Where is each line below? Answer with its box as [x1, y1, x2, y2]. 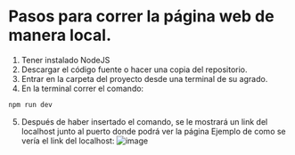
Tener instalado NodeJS [20, 54, 111, 65]
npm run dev [8, 100, 53, 109]
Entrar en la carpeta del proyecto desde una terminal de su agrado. [20, 73, 268, 84]
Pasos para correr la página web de [8, 6, 275, 27]
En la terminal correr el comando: [20, 83, 144, 94]
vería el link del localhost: [20, 135, 115, 146]
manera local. [8, 25, 112, 45]
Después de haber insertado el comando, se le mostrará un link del [20, 116, 268, 126]
